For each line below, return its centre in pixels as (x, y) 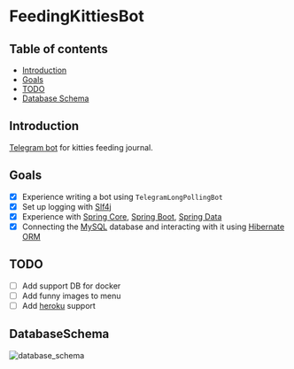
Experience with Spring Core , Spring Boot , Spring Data (122, 216)
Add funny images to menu (71, 296)
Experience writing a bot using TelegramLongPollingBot (122, 196)
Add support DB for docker (71, 286)
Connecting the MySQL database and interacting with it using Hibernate (153, 227)
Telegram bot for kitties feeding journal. (81, 147)
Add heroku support (58, 305)
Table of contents (58, 49)
